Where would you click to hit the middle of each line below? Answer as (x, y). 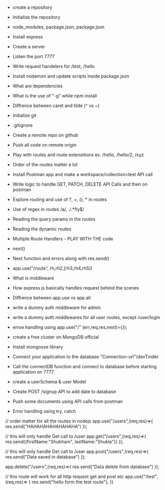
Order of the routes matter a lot (45, 165)
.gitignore (23, 125)
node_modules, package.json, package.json (58, 27)
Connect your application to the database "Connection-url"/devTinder (86, 357)
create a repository (32, 7)
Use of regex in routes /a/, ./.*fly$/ (48, 209)
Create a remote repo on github (45, 135)
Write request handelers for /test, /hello (54, 66)
